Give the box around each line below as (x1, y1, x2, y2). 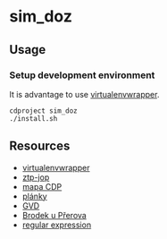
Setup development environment (9, 69, 155, 81)
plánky (21, 191, 47, 201)
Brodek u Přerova (21, 209, 87, 220)
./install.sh (9, 114, 58, 123)
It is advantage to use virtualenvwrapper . (9, 89, 160, 99)
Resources (9, 139, 71, 154)
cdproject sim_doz (9, 106, 78, 115)
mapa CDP (21, 181, 63, 192)
